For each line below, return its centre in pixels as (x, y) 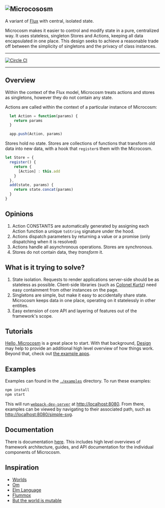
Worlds (19, 479)
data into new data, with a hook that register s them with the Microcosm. (79, 149)
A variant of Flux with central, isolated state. (50, 21)
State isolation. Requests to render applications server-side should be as (86, 279)
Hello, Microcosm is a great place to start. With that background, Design (78, 343)
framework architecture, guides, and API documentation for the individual (79, 447)
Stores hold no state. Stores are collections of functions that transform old (80, 144)
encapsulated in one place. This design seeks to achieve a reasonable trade (82, 41)
